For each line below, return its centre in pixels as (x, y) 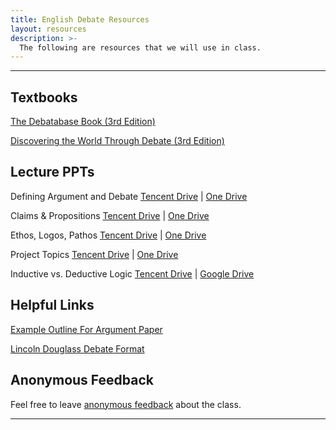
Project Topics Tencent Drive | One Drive (94, 254)
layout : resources (48, 29)
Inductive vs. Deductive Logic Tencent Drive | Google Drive (132, 273)
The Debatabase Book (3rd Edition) (83, 122)
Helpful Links (52, 305)
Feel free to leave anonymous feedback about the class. (126, 404)
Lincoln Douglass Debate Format (77, 348)
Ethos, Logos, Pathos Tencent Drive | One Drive (108, 235)
